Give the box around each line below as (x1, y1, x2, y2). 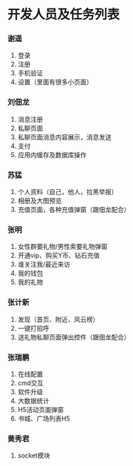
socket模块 (17, 451, 50, 460)
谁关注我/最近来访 (17, 260, 70, 269)
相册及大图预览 (17, 196, 62, 205)
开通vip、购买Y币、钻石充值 (17, 251, 100, 260)
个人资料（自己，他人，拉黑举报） (17, 188, 118, 196)
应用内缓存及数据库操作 (17, 150, 87, 159)
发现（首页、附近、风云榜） (17, 314, 100, 324)
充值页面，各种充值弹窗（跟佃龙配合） (17, 206, 130, 214)
